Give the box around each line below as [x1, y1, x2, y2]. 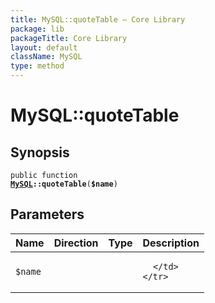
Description [142, 236, 200, 250]
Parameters [10, 206, 85, 223]
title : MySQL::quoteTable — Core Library [10, 14, 186, 25]
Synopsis [10, 144, 70, 161]
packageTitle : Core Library [10, 33, 128, 43]
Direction [53, 236, 99, 250]
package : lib [10, 24, 65, 34]
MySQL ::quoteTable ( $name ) [10, 179, 118, 189]
